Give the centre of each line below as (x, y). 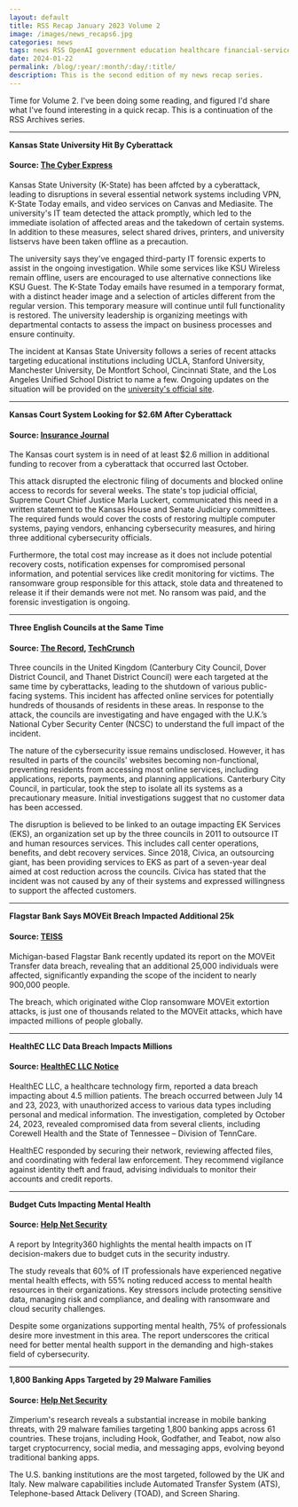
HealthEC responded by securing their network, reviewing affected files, (141, 1150)
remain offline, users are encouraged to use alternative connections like (141, 277)
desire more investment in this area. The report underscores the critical (139, 1335)
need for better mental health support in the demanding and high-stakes (141, 1345)
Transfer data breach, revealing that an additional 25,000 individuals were (144, 966)
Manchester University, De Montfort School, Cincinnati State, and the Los (143, 370)
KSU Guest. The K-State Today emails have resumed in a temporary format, (147, 287)
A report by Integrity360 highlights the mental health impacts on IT (131, 1244)
